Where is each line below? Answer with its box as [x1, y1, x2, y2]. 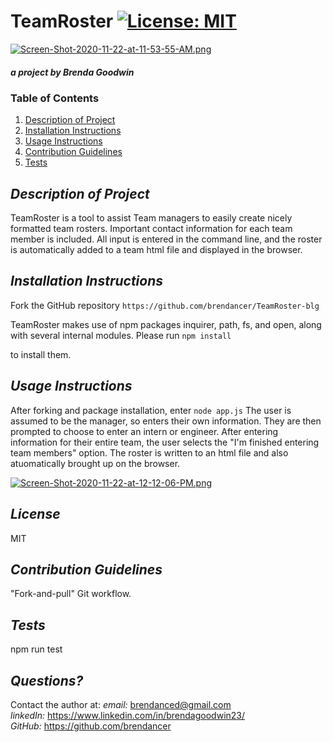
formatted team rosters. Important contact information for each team [10, 223, 293, 235]
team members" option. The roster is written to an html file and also [10, 446, 289, 459]
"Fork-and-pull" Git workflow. [10, 588, 132, 600]
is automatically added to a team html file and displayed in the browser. [10, 244, 303, 256]
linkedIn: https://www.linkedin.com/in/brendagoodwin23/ [10, 709, 246, 721]
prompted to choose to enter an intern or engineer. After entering [10, 425, 279, 437]
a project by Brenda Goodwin [10, 66, 135, 78]
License [10, 506, 61, 523]
